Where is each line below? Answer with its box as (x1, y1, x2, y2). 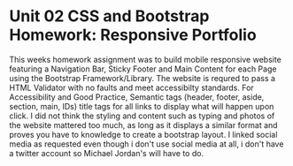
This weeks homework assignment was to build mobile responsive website (9, 54, 281, 64)
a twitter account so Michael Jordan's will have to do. (9, 147, 204, 158)
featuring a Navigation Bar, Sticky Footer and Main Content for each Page (9, 64, 277, 74)
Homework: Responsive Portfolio (9, 25, 257, 45)
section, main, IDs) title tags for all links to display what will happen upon (9, 101, 274, 111)
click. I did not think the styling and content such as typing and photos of (9, 110, 275, 121)
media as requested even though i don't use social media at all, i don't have (9, 139, 284, 149)
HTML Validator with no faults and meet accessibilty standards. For (9, 82, 254, 93)
